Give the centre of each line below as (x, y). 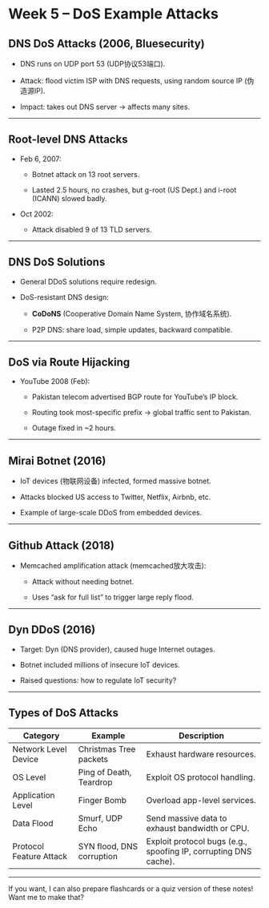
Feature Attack (40, 856)
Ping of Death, (105, 772)
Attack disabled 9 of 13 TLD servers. (92, 229)
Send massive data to (187, 818)
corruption (98, 856)
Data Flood (33, 823)
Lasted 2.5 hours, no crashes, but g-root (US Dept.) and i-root (134, 190)
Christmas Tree (107, 749)
